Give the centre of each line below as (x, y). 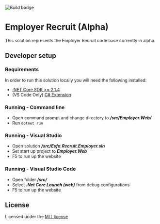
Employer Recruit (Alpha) (57, 27)
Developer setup (31, 56)
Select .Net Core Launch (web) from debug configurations (71, 185)
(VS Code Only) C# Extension (41, 95)
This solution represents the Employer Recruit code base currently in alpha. (80, 40)
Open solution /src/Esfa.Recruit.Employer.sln (58, 146)
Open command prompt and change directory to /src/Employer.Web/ (82, 118)
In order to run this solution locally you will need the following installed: (76, 80)
